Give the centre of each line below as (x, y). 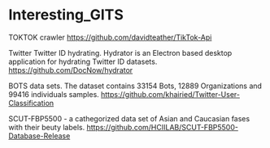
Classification (31, 103)
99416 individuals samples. (54, 94)
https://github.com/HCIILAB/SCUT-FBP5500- (162, 127)
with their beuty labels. (47, 127)
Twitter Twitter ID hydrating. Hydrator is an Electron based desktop (120, 53)
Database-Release (39, 136)
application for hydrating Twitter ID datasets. (83, 61)
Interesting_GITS (66, 15)
